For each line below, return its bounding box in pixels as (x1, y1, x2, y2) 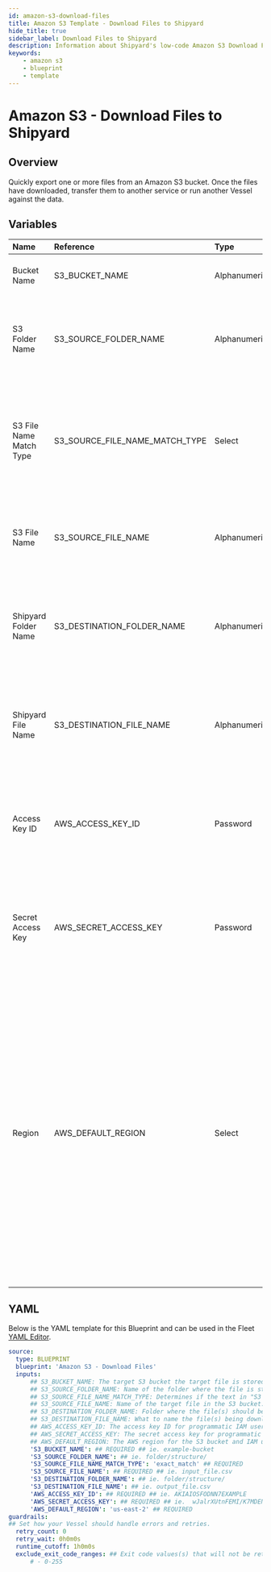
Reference (53, 241, 95, 252)
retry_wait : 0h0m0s (15, 1535, 81, 1544)
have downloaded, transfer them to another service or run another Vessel (8, 185, 252, 195)
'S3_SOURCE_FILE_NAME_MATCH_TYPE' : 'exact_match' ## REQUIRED (29, 1460, 244, 1468)
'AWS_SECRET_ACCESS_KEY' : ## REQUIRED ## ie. (29, 1497, 186, 1506)
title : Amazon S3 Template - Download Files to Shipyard (8, 19, 204, 27)
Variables (8, 218, 58, 231)
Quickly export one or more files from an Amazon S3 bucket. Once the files (8, 177, 258, 186)
